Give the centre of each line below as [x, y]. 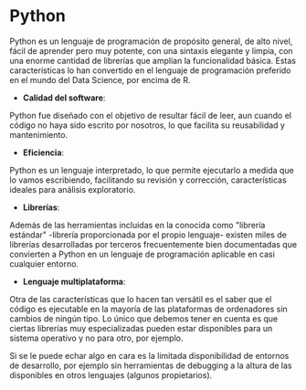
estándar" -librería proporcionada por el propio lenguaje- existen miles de [148, 235]
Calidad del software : [64, 98]
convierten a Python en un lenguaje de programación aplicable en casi [142, 254]
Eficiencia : [43, 153]
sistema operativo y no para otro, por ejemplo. [96, 338]
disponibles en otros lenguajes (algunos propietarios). [111, 374]
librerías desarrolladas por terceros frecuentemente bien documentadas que [153, 244]
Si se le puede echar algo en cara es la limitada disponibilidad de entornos [149, 355]
